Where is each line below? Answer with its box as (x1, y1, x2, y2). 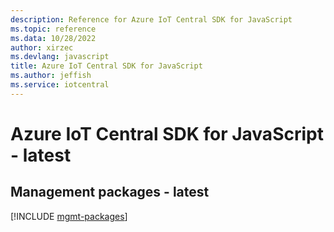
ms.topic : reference (10, 24, 97, 34)
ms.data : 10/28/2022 (10, 33, 97, 43)
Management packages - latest (10, 184, 210, 201)
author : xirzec (10, 42, 74, 53)
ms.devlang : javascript (10, 52, 110, 62)
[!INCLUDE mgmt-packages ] (10, 210, 128, 222)
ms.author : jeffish (10, 71, 92, 81)
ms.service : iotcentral (10, 80, 110, 90)
